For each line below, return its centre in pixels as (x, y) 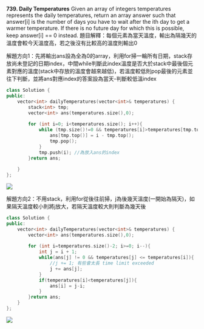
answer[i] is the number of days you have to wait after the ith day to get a (98, 22)
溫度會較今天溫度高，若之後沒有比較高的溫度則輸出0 (72, 43)
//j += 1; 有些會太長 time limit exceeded (102, 263)
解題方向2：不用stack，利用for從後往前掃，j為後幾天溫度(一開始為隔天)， (98, 199)
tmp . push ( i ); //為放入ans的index (79, 152)
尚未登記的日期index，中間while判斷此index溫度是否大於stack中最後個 (100, 64)
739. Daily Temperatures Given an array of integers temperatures (89, 9)
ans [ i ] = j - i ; (67, 286)
